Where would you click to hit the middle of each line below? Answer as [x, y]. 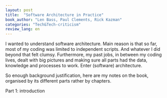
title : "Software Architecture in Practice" [54, 15]
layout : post [19, 10]
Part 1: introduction [25, 91]
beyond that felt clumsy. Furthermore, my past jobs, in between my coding [83, 55]
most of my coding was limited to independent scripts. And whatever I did [83, 49]
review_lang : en [22, 29]
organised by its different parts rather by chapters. [58, 81]
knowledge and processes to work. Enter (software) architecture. [74, 66]
